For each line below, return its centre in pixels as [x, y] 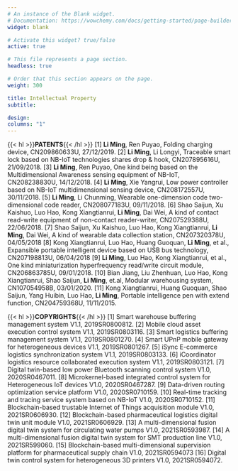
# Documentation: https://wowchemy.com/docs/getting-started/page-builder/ [121, 21]
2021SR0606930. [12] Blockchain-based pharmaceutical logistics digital [113, 415]
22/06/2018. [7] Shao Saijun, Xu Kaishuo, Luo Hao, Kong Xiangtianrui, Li [113, 227]
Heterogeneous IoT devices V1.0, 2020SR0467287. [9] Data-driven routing [116, 385]
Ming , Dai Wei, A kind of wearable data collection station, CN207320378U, [116, 235]
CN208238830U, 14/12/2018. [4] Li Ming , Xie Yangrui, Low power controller [118, 183]
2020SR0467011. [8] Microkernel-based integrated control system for [109, 377]
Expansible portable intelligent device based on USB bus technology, [108, 250]
